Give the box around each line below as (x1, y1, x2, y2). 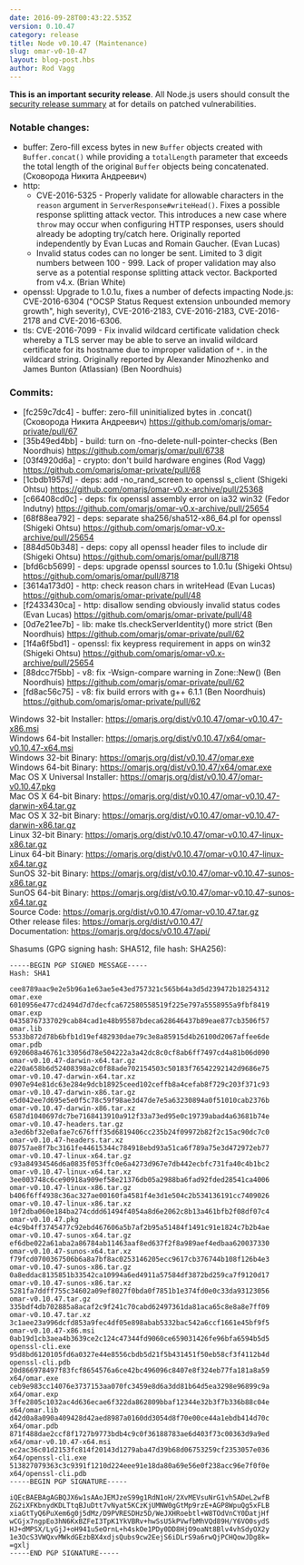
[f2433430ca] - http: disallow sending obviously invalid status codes (22, 600, 281, 611)
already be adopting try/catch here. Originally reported (35, 229, 240, 240)
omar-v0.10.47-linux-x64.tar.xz (9, 1167, 132, 1176)
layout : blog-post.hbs (9, 55, 95, 64)
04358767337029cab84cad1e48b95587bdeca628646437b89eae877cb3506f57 (9, 1017, 270, 1026)
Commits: (9, 387, 54, 399)
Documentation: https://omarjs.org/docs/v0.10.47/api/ (9, 926, 211, 937)
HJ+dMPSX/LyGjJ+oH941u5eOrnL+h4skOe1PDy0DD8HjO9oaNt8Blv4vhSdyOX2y (9, 1525, 270, 1534)
